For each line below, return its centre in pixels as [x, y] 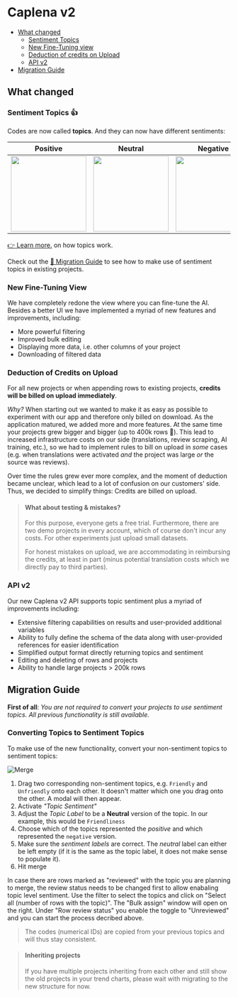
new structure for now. [58, 986]
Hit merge [32, 866]
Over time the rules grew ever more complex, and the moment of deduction [118, 476]
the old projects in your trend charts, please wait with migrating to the [126, 979]
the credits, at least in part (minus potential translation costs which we [127, 560]
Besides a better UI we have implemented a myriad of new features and [112, 310]
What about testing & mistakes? [73, 507]
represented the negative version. [67, 836]
